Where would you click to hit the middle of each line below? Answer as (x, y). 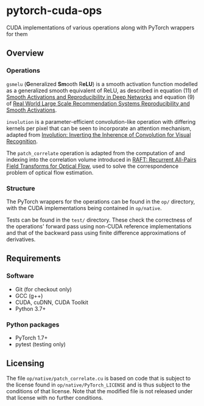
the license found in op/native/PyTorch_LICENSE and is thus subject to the (98, 385)
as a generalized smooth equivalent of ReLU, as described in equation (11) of (102, 90)
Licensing (25, 364)
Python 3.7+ (30, 308)
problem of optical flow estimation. (50, 172)
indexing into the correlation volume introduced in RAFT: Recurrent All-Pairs (101, 159)
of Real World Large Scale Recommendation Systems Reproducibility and (98, 103)
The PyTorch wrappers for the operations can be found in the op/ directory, (101, 201)
